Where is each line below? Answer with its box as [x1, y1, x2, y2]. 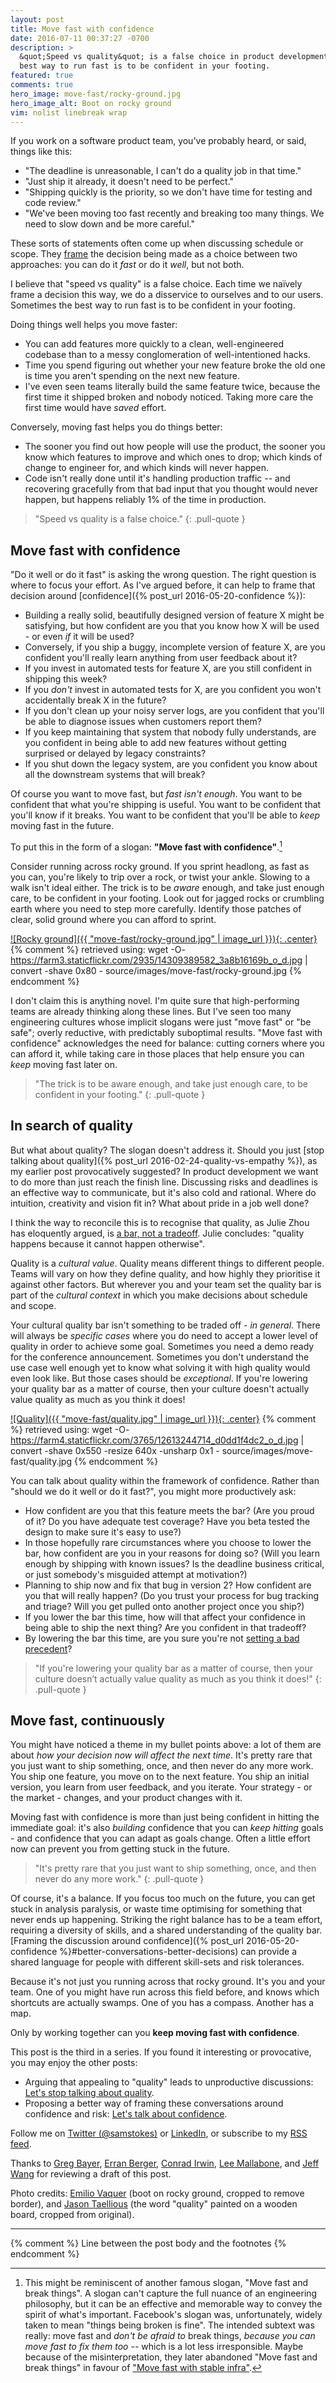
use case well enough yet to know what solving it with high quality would [10, 1361, 311, 1373]
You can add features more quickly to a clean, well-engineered [24, 338, 285, 350]
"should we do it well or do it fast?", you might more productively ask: [10, 1485, 297, 1497]
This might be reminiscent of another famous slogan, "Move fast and [24, 2277, 309, 2289]
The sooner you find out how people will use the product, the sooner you [24, 441, 326, 453]
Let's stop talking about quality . [24, 2087, 155, 2099]
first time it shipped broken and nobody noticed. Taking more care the [24, 391, 314, 403]
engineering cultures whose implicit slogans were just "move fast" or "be [10, 1016, 312, 1028]
